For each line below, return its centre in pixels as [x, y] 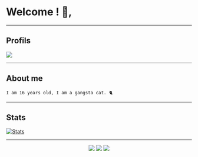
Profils [19, 41]
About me [24, 78]
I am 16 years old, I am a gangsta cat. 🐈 [60, 93]
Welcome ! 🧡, [39, 12]
